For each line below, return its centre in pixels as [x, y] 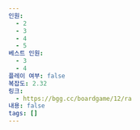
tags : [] [23, 114]
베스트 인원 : [26, 53]
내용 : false [27, 106]
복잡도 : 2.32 [28, 83]
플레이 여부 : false [37, 76]
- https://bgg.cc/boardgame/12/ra [74, 99]
